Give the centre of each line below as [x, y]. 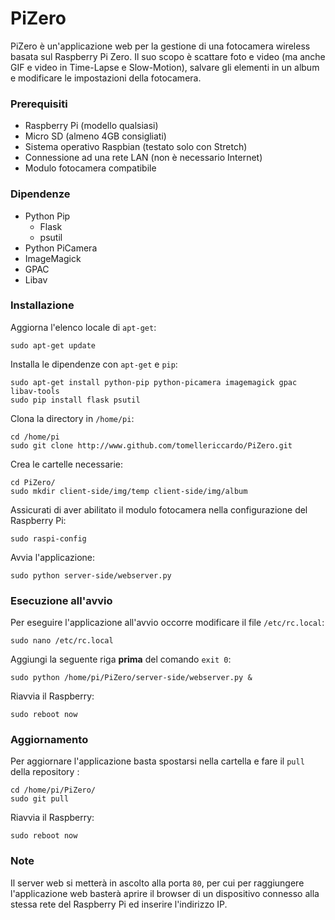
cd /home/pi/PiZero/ [53, 790]
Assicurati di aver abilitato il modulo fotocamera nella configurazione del [159, 509]
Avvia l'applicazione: [52, 557]
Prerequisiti [39, 104]
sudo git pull [40, 799]
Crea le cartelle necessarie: [67, 464]
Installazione [42, 305]
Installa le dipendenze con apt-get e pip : [94, 364]
